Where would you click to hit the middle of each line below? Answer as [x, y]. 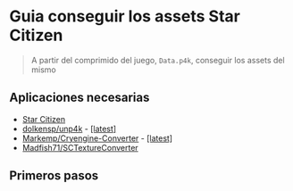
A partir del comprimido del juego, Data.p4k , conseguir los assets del [158, 60]
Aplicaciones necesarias [80, 98]
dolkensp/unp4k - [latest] [69, 129]
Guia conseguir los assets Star [125, 17]
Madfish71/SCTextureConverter [80, 147]
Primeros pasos [54, 176]
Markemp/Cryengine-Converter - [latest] [97, 138]
